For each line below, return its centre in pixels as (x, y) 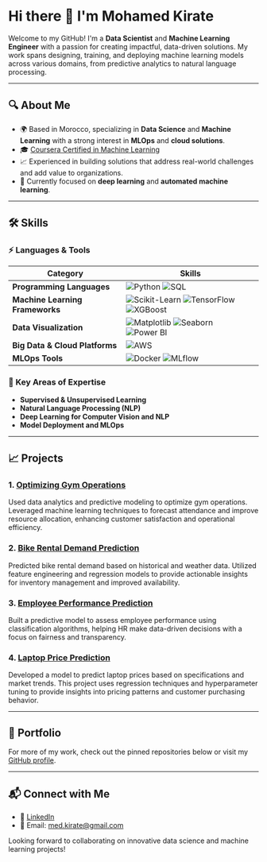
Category (65, 273)
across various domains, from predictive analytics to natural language (122, 64)
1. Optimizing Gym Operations (67, 485)
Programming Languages (61, 287)
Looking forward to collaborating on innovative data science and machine (128, 841)
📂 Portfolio (35, 733)
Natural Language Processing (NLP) (80, 408)
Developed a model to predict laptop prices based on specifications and (126, 675)
